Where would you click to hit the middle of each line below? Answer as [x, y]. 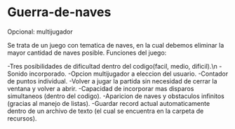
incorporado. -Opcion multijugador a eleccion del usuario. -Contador [129, 74]
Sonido [18, 74]
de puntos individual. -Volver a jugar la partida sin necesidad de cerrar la [112, 81]
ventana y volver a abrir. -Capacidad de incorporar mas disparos [101, 88]
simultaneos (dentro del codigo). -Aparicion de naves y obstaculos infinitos [116, 96]
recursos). [22, 118]
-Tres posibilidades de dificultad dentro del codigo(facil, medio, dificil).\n [112, 66]
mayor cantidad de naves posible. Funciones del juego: [87, 53]
